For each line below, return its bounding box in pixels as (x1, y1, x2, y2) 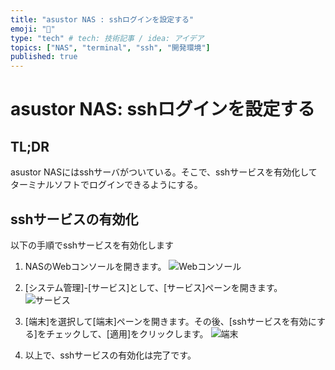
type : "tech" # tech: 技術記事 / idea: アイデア (10, 33, 205, 43)
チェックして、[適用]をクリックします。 (45, 327, 209, 340)
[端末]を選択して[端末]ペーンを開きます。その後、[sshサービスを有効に (24, 315, 318, 327)
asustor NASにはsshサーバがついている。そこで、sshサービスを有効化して (10, 166, 318, 178)
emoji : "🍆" (10, 24, 56, 34)
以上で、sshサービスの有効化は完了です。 (24, 349, 197, 361)
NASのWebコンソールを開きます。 (24, 260, 167, 272)
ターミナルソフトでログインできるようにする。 (10, 179, 203, 191)
